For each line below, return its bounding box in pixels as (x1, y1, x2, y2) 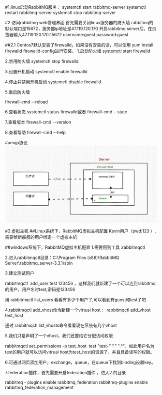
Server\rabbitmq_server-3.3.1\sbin (5, 260, 73, 266)
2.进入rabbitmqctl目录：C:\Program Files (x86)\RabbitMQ (5, 255, 119, 260)
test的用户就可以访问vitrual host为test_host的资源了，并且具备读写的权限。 (5, 349, 155, 355)
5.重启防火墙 (5, 89, 30, 95)
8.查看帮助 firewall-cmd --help (5, 130, 66, 135)
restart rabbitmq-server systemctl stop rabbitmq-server (5, 10, 116, 15)
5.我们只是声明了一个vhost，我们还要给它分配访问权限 (5, 333, 113, 338)
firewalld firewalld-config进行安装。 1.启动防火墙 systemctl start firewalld (5, 48, 150, 54)
